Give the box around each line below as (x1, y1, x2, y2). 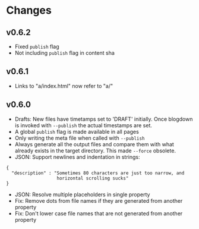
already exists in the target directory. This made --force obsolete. (14, 147, 176, 154)
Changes (6, 4, 52, 17)
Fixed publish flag (14, 43, 59, 50)
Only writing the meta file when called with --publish (14, 134, 145, 142)
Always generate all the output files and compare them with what (14, 140, 174, 148)
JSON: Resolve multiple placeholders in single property (14, 191, 150, 198)
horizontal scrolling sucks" (56, 175, 129, 181)
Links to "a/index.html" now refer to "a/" (14, 82, 113, 89)
